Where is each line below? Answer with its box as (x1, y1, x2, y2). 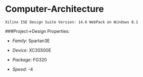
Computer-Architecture (5, 3, 104, 15)
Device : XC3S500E (12, 47, 51, 53)
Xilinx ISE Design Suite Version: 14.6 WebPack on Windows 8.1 (5, 20, 139, 25)
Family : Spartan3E (12, 38, 50, 44)
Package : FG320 (12, 56, 47, 62)
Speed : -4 (12, 66, 33, 72)
